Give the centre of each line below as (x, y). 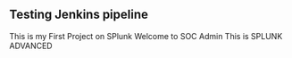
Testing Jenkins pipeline (79, 15)
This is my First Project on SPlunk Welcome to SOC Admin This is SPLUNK (146, 36)
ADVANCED (31, 46)
